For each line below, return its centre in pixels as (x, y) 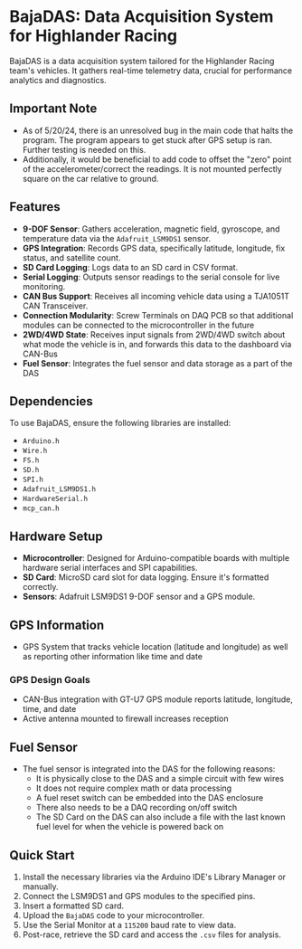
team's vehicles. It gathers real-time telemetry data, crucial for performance (151, 71)
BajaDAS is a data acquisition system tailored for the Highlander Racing (142, 61)
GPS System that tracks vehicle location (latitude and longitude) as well (155, 647)
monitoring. (44, 286)
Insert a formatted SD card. (73, 906)
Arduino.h (41, 441)
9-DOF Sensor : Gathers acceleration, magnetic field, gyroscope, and (151, 229)
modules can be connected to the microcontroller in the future (138, 325)
